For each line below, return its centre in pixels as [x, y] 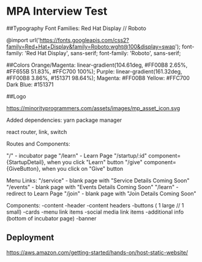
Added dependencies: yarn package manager [64, 120]
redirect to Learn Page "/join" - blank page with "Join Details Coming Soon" [102, 193]
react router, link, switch [37, 132]
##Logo [16, 96]
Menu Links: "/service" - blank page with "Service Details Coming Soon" [98, 180]
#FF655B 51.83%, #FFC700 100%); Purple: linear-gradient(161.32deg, [94, 71]
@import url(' [23, 40]
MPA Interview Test [57, 11]
